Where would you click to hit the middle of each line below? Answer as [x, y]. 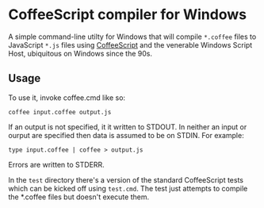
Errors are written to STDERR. [56, 164]
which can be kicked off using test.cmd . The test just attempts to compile [128, 188]
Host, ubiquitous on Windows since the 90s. [80, 53]
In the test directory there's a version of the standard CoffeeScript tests [126, 179]
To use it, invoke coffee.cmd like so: [67, 98]
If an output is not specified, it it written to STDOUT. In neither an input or [128, 127]
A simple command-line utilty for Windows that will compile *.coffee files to [132, 37]
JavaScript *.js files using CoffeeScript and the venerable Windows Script [130, 44]
